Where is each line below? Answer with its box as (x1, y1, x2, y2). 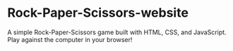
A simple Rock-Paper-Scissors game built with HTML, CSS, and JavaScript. (7, 28, 227, 36)
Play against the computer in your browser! (7, 35, 133, 43)
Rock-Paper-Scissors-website (7, 5, 189, 21)
